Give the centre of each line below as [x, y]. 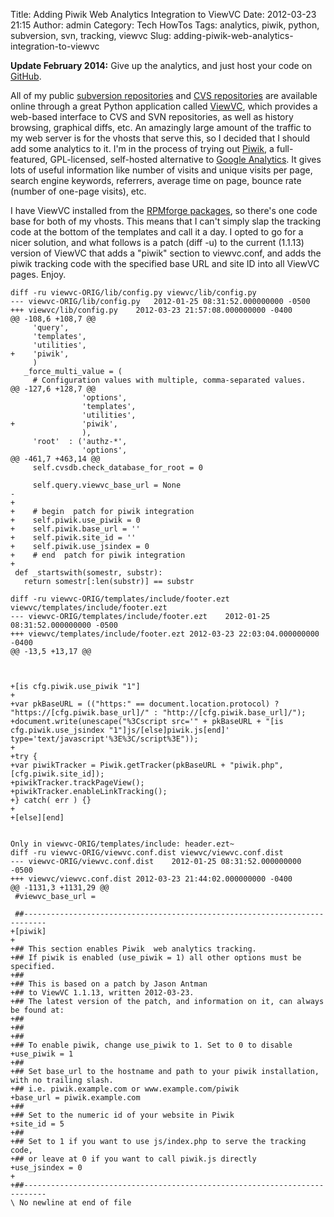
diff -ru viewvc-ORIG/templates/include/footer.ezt [120, 599]
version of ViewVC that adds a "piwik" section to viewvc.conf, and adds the [166, 253]
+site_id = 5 [37, 1124]
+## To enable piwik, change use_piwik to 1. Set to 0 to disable [151, 1045]
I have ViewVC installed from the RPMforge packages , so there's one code [164, 210]
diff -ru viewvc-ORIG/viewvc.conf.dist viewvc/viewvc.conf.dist [147, 853]
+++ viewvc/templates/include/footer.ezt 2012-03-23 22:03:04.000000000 [165, 634]
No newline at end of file [75, 1203]
